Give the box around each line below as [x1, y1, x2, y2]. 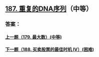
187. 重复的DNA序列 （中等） [5, 4, 93, 13]
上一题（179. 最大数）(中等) [5, 34, 62, 40]
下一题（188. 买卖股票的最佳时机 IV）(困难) [5, 46, 94, 52]
